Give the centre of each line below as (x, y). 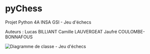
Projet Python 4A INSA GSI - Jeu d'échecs (48, 22)
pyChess (24, 9)
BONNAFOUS (19, 37)
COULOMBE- (132, 31)
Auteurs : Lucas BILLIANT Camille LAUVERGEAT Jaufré (61, 31)
